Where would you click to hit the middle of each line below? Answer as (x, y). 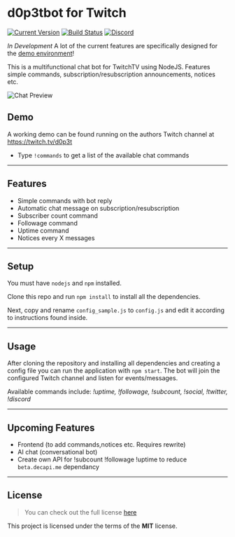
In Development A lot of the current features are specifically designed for (113, 46)
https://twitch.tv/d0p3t (40, 141)
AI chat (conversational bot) (57, 452)
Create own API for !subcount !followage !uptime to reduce (102, 459)
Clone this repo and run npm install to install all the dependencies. (104, 297)
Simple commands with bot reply (65, 200)
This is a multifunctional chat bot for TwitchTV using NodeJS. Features (109, 67)
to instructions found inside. (48, 318)
